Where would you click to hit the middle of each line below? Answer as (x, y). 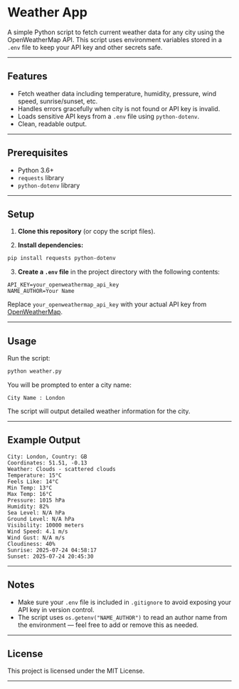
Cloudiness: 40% (31, 544)
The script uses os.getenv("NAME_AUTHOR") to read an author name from (122, 617)
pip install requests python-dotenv (62, 258)
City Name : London (36, 398)
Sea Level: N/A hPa (36, 513)
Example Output (44, 440)
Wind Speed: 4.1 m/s (38, 532)
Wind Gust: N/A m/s (36, 538)
